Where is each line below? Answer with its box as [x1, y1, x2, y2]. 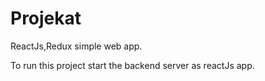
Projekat [10, 7, 82, 30]
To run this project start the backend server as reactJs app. [10, 59, 255, 71]
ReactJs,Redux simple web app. [10, 40, 143, 52]
